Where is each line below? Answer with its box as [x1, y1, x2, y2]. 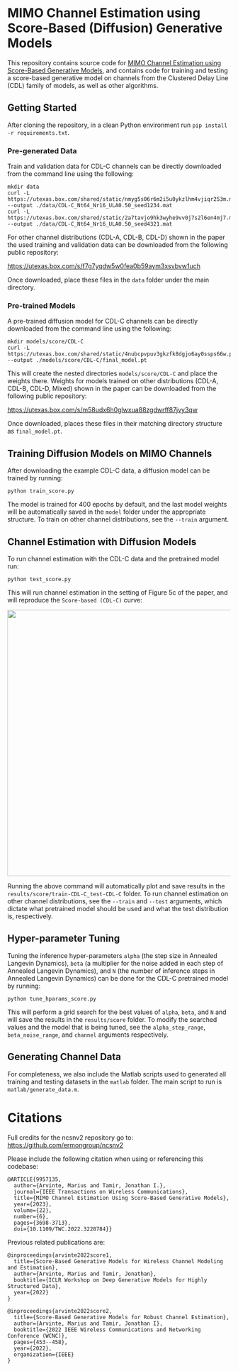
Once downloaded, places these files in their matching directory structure [7, 419, 222, 428]
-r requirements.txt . [7, 128, 70, 136]
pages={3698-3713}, [13, 1219, 72, 1226]
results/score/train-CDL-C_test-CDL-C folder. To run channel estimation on [7, 889, 229, 898]
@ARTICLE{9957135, [7, 1176, 62, 1183]
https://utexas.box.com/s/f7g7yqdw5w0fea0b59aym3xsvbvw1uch [7, 262, 200, 270]
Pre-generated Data [7, 145, 77, 155]
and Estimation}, [7, 1264, 59, 1271]
